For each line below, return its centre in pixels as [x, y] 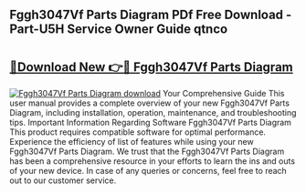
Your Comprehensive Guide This [224, 93]
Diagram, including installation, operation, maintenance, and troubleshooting [153, 112]
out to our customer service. [63, 180]
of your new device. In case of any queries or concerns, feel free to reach [148, 171]
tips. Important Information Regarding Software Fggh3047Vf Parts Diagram [151, 122]
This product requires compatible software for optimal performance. [138, 132]
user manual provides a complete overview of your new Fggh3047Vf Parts [150, 103]
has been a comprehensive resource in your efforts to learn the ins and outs [152, 161]
